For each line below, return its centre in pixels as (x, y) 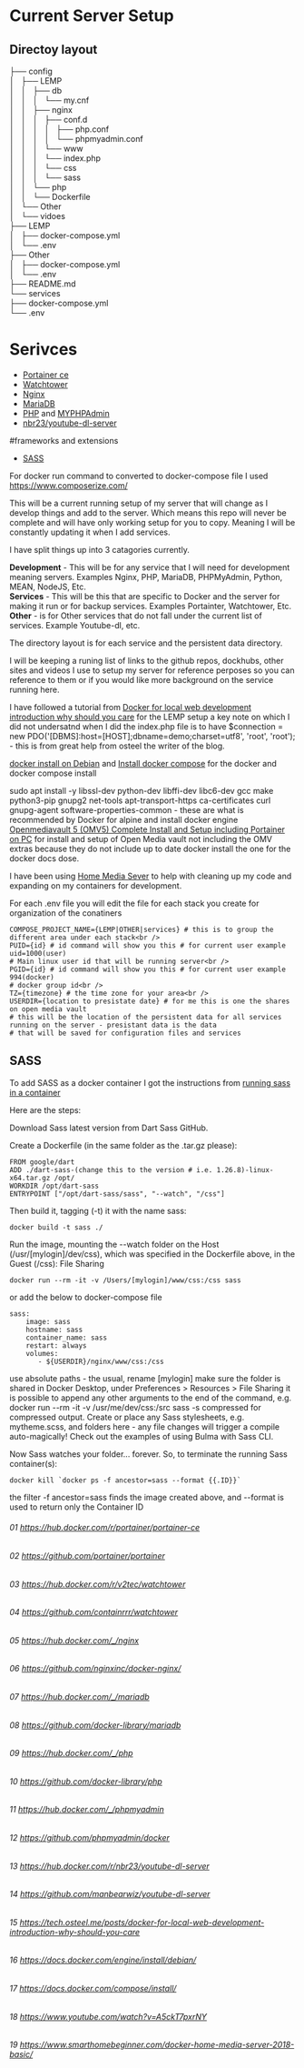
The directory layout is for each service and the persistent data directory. (146, 643)
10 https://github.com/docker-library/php (86, 1781)
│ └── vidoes (38, 216)
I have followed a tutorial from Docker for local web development (131, 707)
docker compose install (53, 773)
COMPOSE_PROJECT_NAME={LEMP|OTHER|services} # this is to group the (142, 929)
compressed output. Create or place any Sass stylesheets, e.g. (127, 1417)
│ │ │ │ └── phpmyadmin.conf (76, 139)
